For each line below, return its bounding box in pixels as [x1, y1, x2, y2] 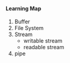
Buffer [14, 18, 31, 25]
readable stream [23, 44, 65, 51]
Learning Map [5, 5, 42, 12]
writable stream [23, 37, 63, 44]
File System [14, 25, 44, 32]
